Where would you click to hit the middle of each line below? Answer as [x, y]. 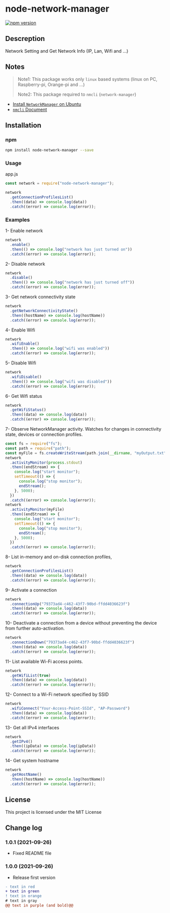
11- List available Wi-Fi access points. [44, 661]
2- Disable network [25, 264]
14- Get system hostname [32, 761]
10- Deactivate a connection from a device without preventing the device [81, 623]
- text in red [20, 887]
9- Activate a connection [31, 590]
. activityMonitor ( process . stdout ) [46, 463]
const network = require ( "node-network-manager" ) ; [60, 183]
